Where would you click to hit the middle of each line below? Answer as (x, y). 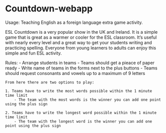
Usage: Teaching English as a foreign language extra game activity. (74, 22)
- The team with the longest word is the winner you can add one (83, 121)
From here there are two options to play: (50, 82)
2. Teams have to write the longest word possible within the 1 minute (81, 113)
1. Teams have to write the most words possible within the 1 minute (79, 91)
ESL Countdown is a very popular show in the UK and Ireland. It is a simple (82, 32)
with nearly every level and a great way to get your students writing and (79, 42)
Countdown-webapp (49, 9)
